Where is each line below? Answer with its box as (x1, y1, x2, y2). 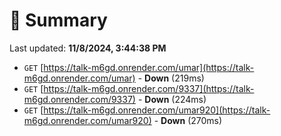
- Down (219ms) (137, 72, 205, 84)
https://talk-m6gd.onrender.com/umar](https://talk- (43, 61, 255, 73)
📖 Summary (9, 9, 108, 32)
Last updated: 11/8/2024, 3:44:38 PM (9, 42, 167, 54)
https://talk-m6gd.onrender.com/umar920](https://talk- (43, 104, 271, 116)
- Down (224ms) (137, 93, 207, 105)
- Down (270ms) (153, 114, 223, 126)
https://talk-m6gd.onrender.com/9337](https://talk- (43, 82, 255, 94)
